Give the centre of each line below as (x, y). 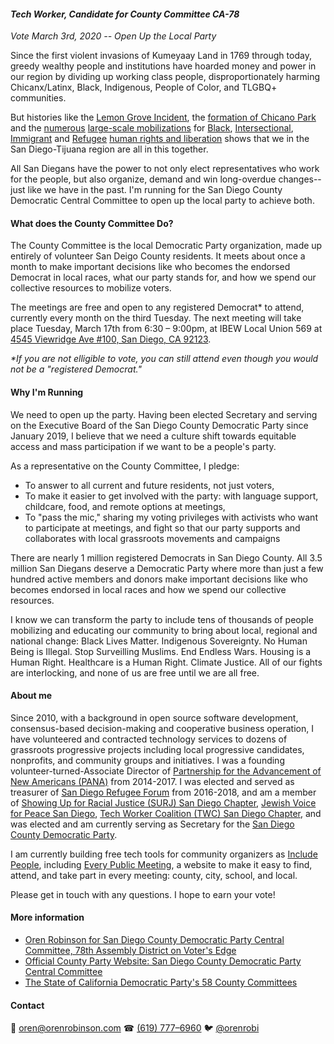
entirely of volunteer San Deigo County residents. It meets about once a (158, 256)
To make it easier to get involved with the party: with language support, (171, 496)
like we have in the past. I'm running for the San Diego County (155, 190)
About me (31, 696)
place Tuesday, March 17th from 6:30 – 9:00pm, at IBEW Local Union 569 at (166, 329)
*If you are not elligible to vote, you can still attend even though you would (164, 359)
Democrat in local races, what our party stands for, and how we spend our (163, 277)
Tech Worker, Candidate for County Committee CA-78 (125, 14)
